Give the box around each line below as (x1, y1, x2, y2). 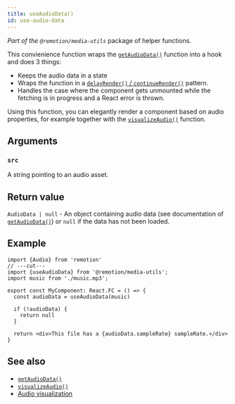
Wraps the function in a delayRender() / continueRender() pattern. (17, 78, 209, 87)
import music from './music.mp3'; (7, 274, 109, 282)
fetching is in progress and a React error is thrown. (17, 93, 165, 102)
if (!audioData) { (13, 305, 68, 312)
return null (20, 312, 55, 319)
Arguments (7, 135, 58, 147)
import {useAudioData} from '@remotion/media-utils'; (7, 269, 169, 276)
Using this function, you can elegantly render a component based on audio (7, 107, 224, 116)
